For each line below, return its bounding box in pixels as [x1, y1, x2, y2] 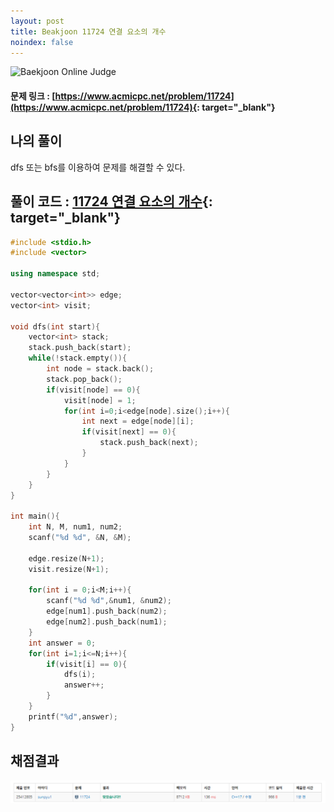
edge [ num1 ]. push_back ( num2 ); [46, 606, 168, 617]
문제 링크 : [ [10, 90, 56, 102]
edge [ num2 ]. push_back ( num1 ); [46, 617, 168, 627]
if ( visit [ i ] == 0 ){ [46, 659, 128, 669]
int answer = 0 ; [28, 638, 97, 648]
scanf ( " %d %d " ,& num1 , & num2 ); [46, 596, 172, 606]
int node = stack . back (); [46, 364, 155, 374]
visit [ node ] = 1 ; [63, 395, 137, 405]
